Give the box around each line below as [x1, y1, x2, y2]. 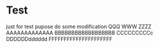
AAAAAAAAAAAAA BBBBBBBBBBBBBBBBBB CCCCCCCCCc [6, 29, 154, 36]
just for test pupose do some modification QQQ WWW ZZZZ [6, 23, 151, 30]
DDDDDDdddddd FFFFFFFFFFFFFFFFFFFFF [6, 35, 113, 42]
